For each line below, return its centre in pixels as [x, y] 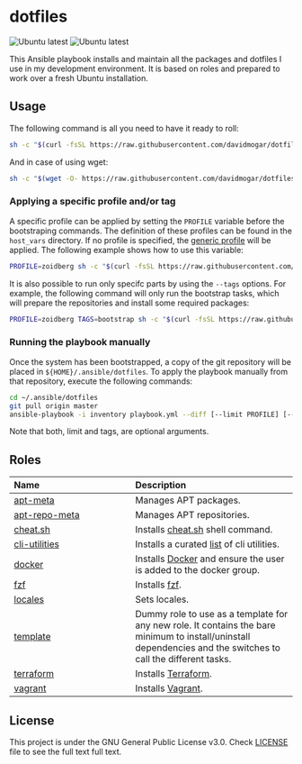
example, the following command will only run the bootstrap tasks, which [144, 293]
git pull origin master [54, 406]
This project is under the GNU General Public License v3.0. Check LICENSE [149, 742]
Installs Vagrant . [169, 688]
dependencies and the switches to [208, 648]
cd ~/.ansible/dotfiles [54, 397]
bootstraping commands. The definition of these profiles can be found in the [151, 231]
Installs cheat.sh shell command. [204, 530]
